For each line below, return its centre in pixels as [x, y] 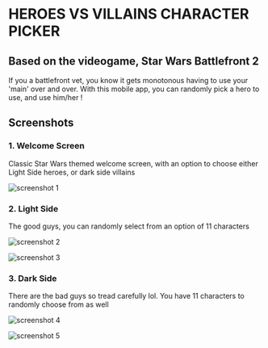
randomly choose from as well [59, 304]
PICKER [34, 31]
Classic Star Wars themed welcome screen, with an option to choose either [133, 163]
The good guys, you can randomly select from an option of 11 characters [129, 226]
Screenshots [41, 123]
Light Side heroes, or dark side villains [72, 172]
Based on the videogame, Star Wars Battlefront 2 [134, 61]
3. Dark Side [33, 278]
